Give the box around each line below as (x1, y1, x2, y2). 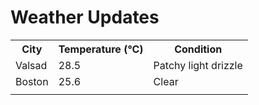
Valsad (15, 58, 48, 72)
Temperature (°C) (58, 42, 144, 56)
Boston (15, 74, 49, 88)
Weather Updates (10, 6, 160, 29)
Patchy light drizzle (153, 58, 243, 72)
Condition (174, 42, 223, 56)
